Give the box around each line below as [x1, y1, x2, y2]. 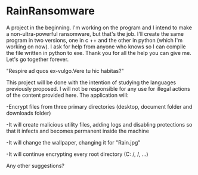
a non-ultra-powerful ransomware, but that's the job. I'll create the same [6, 30, 184, 37]
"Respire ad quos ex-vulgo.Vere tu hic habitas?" [6, 67, 124, 74]
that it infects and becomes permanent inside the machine [6, 127, 149, 134]
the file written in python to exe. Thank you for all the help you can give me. [6, 49, 192, 56]
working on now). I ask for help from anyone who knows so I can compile [6, 43, 186, 50]
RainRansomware [6, 4, 95, 18]
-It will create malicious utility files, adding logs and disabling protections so [6, 121, 193, 128]
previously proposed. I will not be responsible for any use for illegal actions [6, 85, 191, 92]
